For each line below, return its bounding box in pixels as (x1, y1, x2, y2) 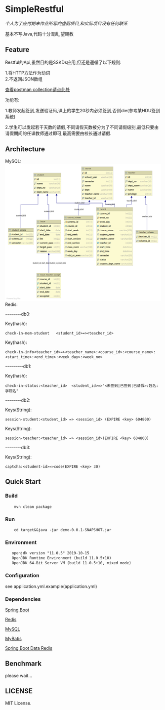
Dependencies (5, 595, 41, 602)
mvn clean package (14, 504, 52, 509)
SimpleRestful (5, 3, 64, 15)
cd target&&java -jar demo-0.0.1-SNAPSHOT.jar (14, 527, 112, 532)
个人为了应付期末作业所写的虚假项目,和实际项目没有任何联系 (5, 20, 128, 26)
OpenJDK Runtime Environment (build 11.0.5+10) (11, 556, 112, 561)
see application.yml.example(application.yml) (5, 583, 97, 589)
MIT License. (5, 700, 32, 706)
